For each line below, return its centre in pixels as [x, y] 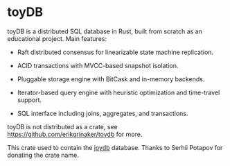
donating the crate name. [43, 155]
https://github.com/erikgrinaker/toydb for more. [75, 134]
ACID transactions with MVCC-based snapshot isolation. [98, 65]
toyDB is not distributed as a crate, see [62, 126]
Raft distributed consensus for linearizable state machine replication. [115, 52]
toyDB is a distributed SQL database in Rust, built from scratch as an [105, 31]
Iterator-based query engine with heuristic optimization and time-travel [118, 92]
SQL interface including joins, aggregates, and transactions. [103, 113]
